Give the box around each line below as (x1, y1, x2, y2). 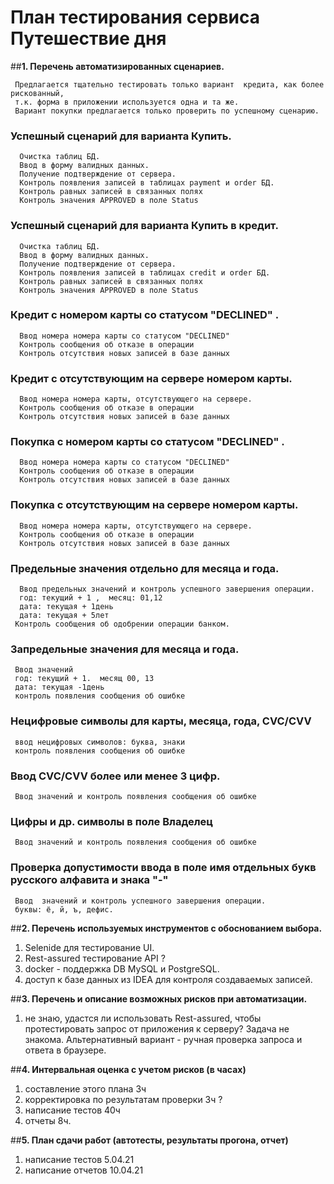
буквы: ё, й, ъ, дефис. (14, 904, 114, 915)
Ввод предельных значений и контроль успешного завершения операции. (19, 584, 315, 595)
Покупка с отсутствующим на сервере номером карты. (10, 498, 299, 512)
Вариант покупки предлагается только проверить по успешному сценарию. (14, 106, 320, 116)
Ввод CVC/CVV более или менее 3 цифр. (10, 769, 221, 783)
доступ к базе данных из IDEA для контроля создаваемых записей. (24, 973, 313, 985)
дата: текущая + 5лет (19, 611, 110, 621)
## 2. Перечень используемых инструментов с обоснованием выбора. (10, 922, 323, 934)
